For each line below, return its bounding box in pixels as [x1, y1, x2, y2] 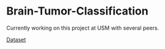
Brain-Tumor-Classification [6, 4, 148, 18]
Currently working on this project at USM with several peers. [6, 24, 159, 31]
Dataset [6, 36, 26, 43]
